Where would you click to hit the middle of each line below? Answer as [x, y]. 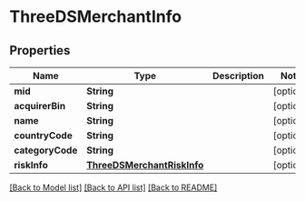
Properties [40, 50]
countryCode [43, 136]
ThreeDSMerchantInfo [96, 17]
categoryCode [46, 150]
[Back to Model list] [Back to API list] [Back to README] [113, 187]
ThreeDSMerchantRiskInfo [145, 165]
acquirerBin [40, 106]
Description [239, 76]
